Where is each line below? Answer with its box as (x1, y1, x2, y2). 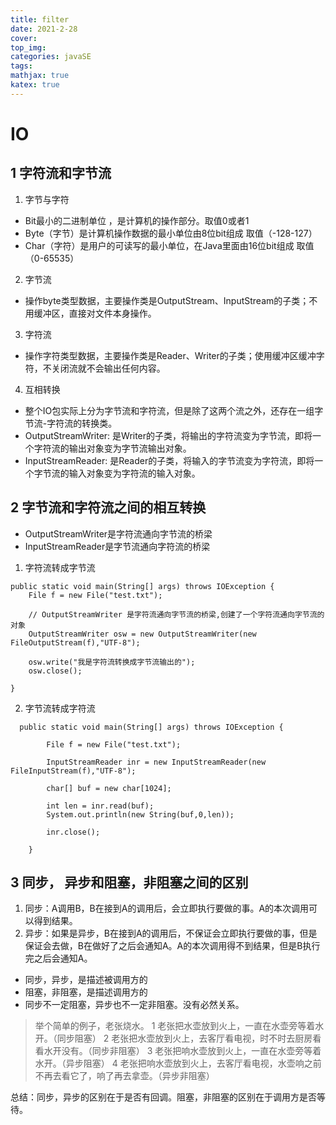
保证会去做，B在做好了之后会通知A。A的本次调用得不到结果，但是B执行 (24, 940, 321, 952)
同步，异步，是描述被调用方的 (24, 974, 148, 986)
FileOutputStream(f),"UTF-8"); (10, 637, 141, 648)
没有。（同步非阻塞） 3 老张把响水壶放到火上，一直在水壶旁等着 (61, 1045, 322, 1057)
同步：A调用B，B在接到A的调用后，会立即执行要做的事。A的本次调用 (24, 902, 310, 915)
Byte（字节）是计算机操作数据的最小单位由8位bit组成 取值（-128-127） (24, 227, 318, 239)
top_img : (10, 42, 47, 53)
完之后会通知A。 (24, 952, 93, 965)
